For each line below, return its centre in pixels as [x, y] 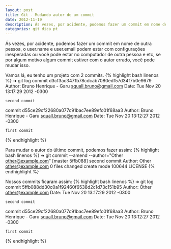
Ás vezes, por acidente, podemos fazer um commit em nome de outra [78, 43]
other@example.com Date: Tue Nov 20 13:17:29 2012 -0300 [68, 193]
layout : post [19, 10]
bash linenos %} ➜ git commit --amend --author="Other [64, 155]
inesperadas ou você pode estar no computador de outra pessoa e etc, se [83, 55]
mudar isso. [18, 65]
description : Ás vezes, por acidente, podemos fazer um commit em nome [83, 24]
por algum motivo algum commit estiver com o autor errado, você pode [80, 60]
